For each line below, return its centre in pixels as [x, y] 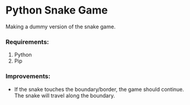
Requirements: [27, 42]
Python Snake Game [57, 10]
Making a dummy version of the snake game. [61, 27]
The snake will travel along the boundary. [64, 96]
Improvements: [28, 76]
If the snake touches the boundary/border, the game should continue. [99, 89]
